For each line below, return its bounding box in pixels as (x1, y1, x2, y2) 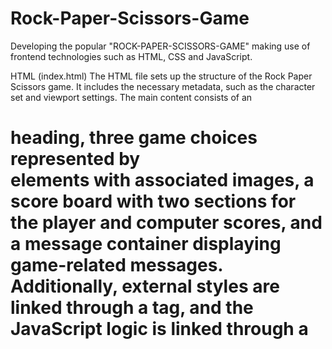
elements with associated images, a (10, 169, 315, 192)
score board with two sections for (10, 190, 297, 213)
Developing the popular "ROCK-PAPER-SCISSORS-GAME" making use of (10, 40, 311, 52)
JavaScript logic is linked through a (10, 318, 309, 341)
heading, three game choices (10, 127, 258, 149)
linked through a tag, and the (10, 297, 254, 319)
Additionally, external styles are (10, 275, 280, 298)
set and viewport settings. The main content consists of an (10, 91, 253, 103)
